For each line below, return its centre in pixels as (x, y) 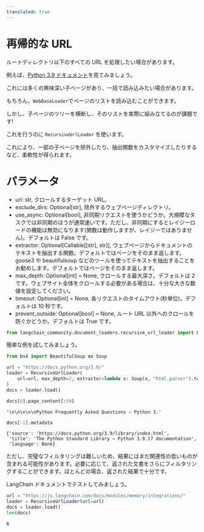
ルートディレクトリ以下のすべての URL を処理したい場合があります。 (92, 62)
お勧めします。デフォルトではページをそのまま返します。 (86, 268)
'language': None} (32, 444)
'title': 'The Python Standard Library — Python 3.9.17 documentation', (103, 439)
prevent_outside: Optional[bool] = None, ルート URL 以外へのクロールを (104, 313)
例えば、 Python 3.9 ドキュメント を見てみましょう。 (71, 75)
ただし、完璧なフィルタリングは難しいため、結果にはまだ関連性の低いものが (102, 456)
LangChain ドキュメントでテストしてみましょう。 (68, 485)
